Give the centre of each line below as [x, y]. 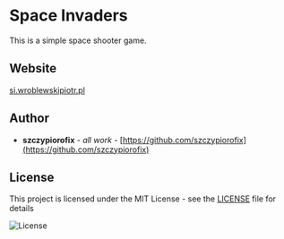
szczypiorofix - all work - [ [73, 140]
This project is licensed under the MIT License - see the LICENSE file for [142, 199]
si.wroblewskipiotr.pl [47, 90]
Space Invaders [69, 16]
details [22, 209]
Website [33, 68]
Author [29, 119]
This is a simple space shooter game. [78, 40]
